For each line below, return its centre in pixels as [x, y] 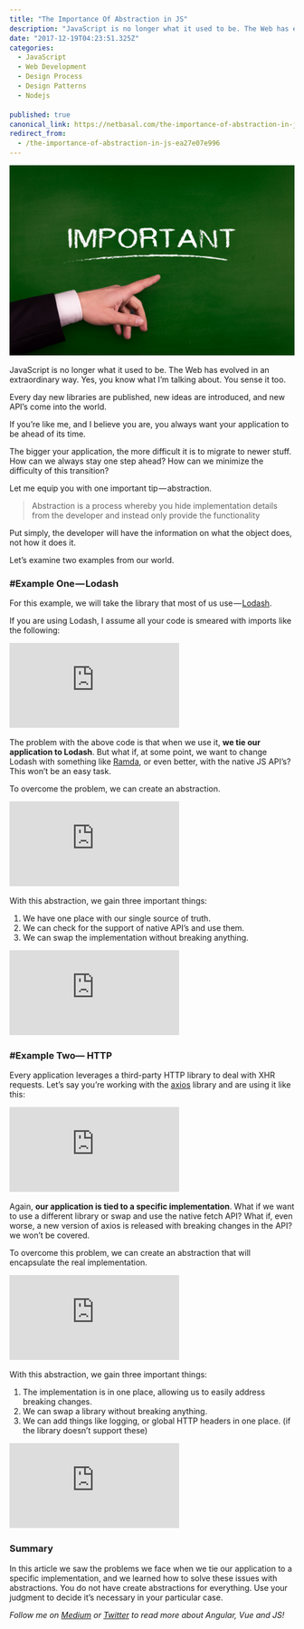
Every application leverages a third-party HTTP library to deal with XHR [142, 1075]
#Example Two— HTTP [61, 1055]
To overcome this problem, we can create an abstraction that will [130, 1253]
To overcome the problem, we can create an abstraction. [115, 789]
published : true [40, 115]
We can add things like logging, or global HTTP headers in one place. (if [157, 1421]
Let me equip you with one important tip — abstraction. [111, 488]
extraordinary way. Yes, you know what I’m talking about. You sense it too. [148, 379]
